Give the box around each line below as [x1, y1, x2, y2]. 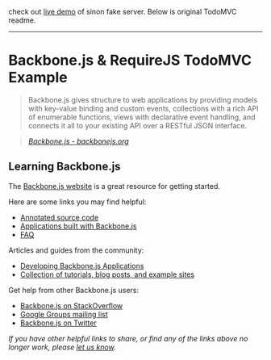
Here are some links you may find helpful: [8, 197, 147, 207]
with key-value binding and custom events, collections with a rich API [27, 103, 260, 113]
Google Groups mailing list [19, 309, 109, 319]
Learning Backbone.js [8, 160, 121, 174]
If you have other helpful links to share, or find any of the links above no [8, 333, 248, 343]
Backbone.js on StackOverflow [19, 300, 123, 310]
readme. [8, 15, 36, 25]
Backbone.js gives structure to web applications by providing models [27, 94, 258, 104]
